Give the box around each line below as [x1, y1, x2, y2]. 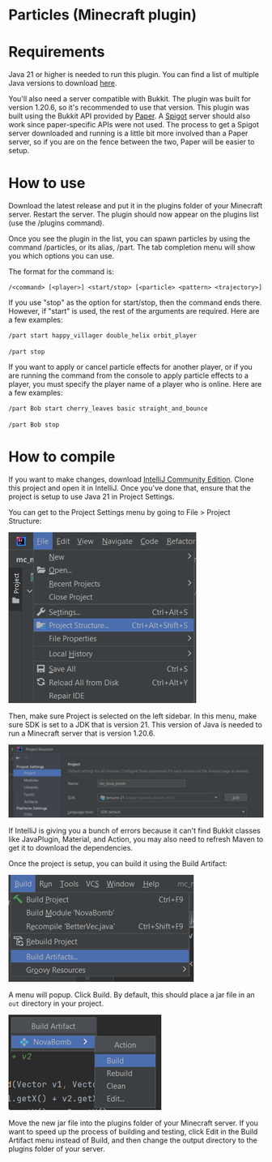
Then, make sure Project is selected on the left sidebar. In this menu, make [8, 711, 257, 721]
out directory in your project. [8, 999, 104, 1009]
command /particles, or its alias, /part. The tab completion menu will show [8, 242, 256, 252]
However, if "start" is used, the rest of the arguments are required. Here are [8, 307, 261, 316]
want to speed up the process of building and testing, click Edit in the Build [8, 1127, 258, 1137]
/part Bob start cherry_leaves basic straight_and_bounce [8, 405, 208, 413]
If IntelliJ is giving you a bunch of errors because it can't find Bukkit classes [8, 825, 261, 836]
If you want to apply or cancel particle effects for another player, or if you [8, 362, 253, 372]
